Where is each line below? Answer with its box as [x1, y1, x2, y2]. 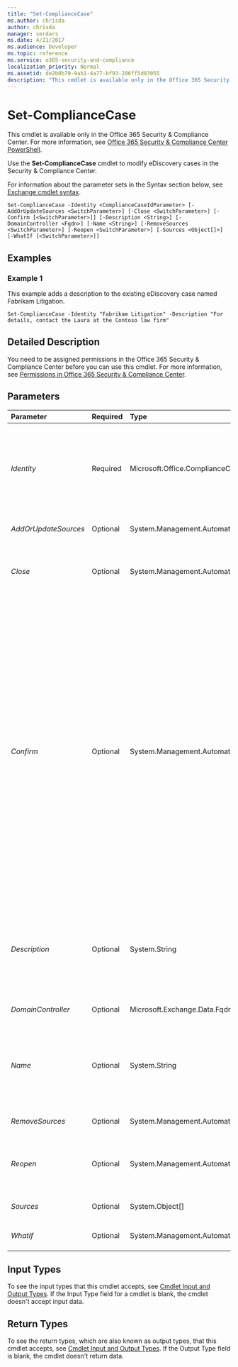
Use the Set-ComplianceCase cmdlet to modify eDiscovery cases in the [7, 159, 219, 167]
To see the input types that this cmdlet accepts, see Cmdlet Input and [7, 1282, 210, 1291]
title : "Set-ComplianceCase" [7, 10, 93, 18]
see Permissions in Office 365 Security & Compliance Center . [7, 370, 186, 378]
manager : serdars [7, 30, 59, 38]
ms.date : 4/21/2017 [7, 37, 65, 44]
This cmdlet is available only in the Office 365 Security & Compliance [7, 131, 209, 139]
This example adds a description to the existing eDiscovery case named [7, 289, 217, 298]
